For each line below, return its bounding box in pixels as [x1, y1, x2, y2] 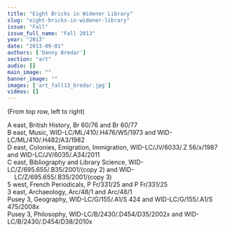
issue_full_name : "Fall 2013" [7, 29, 96, 37]
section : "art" [7, 56, 52, 63]
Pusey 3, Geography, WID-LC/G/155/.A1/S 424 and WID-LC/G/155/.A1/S [7, 195, 213, 203]
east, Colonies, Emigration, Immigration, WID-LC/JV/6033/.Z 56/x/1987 [13, 143, 218, 152]
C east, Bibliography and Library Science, [7, 158, 128, 166]
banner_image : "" [7, 75, 58, 82]
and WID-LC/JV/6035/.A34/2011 [7, 151, 100, 159]
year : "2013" [7, 36, 46, 43]
